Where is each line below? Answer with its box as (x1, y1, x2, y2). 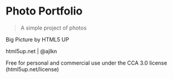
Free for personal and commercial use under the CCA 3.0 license (5, 59, 168, 66)
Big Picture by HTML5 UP (5, 36, 70, 43)
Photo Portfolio (5, 4, 83, 18)
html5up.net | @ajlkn (5, 47, 57, 55)
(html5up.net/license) (5, 65, 59, 73)
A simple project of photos (20, 24, 87, 31)
